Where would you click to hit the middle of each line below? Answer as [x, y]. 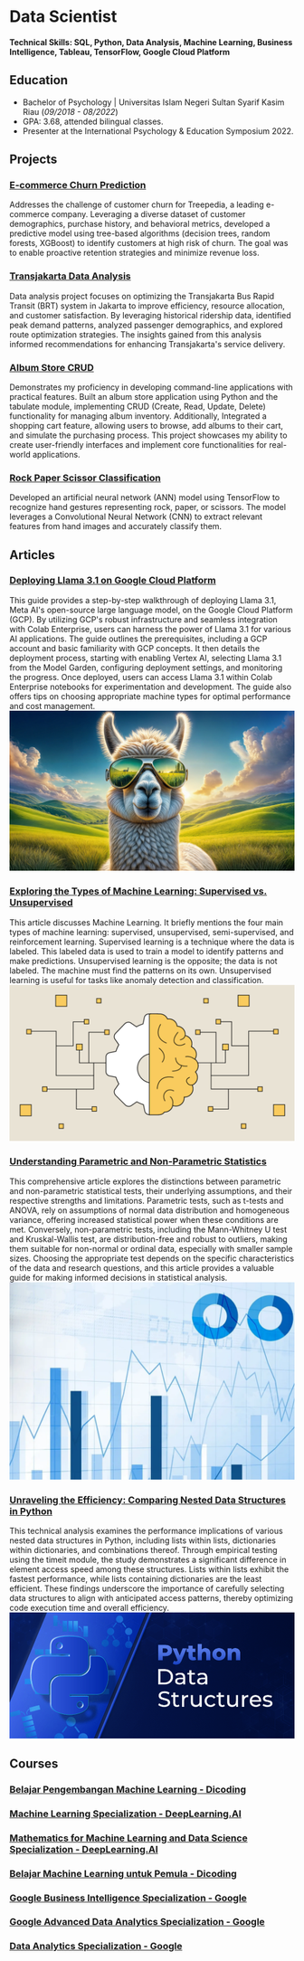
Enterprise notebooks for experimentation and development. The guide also [151, 687]
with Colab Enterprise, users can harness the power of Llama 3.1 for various [150, 629]
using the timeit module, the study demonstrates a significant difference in [148, 1560]
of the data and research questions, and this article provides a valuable [142, 1267]
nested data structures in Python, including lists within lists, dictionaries [142, 1540]
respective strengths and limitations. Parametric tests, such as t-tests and [147, 1200]
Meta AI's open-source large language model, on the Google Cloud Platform [151, 610]
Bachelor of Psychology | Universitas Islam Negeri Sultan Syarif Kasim [153, 102]
